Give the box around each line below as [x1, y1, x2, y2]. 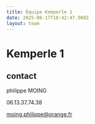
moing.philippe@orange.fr [6, 111, 72, 118]
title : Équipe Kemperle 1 [6, 9, 72, 15]
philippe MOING [6, 87, 47, 95]
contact [6, 71, 37, 81]
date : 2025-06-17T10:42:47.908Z [6, 15, 89, 21]
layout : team [6, 20, 40, 26]
